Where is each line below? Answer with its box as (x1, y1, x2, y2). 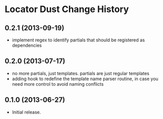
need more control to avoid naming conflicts (12, 81, 104, 87)
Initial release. (12, 109, 41, 115)
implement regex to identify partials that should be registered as (12, 37, 145, 43)
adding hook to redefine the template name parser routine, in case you (12, 76, 159, 82)
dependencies (12, 42, 42, 48)
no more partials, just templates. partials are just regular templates (12, 70, 149, 76)
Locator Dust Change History (5, 4, 129, 15)
